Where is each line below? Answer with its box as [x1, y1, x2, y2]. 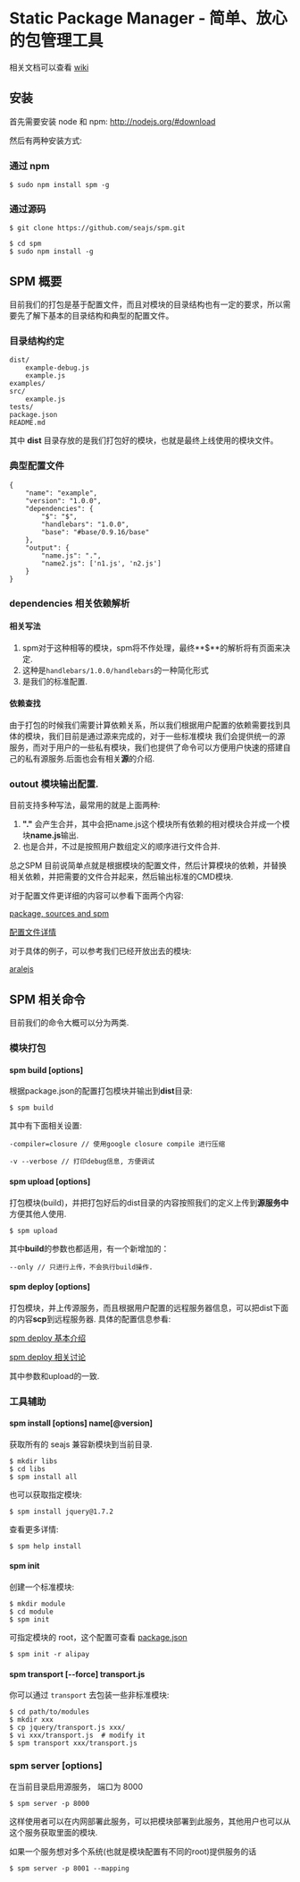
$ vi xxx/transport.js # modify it [9, 1731, 146, 1741]
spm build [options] [9, 1064, 83, 1075]
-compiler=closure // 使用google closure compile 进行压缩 [9, 1140, 226, 1149]
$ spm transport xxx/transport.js [9, 1739, 138, 1748]
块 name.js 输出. [21, 830, 79, 841]
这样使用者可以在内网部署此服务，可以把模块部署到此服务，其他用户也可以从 [9, 1816, 291, 1827]
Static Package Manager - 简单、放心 [9, 8, 288, 29]
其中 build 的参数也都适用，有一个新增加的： [9, 1243, 170, 1254]
